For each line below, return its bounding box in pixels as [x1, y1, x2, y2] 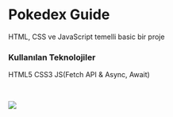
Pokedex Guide [8, 6, 110, 24]
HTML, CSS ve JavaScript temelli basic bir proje [8, 32, 165, 41]
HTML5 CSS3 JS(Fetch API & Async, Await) [8, 70, 151, 80]
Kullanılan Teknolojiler [8, 52, 96, 63]
